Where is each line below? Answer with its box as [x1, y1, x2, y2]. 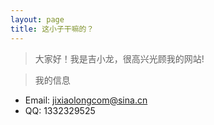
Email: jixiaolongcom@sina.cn [24, 94, 148, 106]
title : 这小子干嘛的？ [10, 24, 95, 34]
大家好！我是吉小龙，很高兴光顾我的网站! [34, 52, 205, 65]
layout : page [10, 14, 65, 25]
